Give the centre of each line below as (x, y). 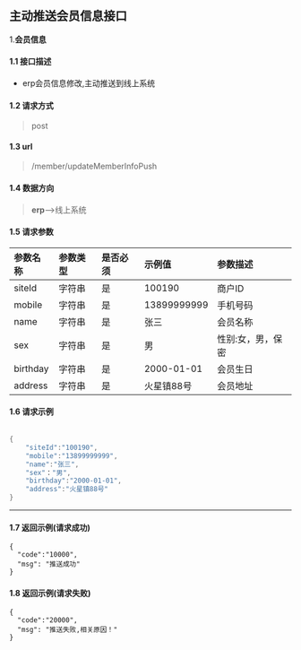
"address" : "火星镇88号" (67, 490)
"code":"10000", (47, 555)
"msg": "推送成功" (49, 564)
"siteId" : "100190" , (62, 447)
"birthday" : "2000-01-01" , (74, 481)
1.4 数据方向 (32, 188)
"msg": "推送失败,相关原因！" (68, 630)
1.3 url (21, 146)
